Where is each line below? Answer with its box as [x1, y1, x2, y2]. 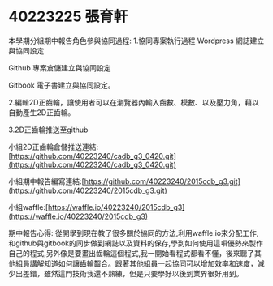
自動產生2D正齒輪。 [8, 107, 76, 117]
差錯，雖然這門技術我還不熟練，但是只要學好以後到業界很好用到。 [22, 268, 244, 278]
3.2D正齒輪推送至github [8, 125, 89, 134]
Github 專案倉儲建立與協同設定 [8, 62, 111, 73]
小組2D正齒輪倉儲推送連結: [8, 142, 99, 152]
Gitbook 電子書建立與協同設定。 [8, 80, 115, 90]
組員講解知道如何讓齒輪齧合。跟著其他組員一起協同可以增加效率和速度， [15, 258, 258, 268]
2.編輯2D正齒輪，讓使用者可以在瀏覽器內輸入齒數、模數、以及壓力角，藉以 [8, 97, 260, 107]
